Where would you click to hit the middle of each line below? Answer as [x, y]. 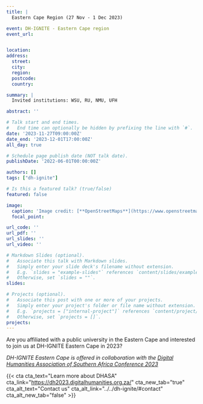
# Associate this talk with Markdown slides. [67, 261]
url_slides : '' [25, 239]
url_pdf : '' [21, 233]
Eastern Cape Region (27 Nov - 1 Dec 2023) [67, 18]
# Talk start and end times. [43, 122]
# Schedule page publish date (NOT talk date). [67, 156]
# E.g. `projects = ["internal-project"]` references [78, 311]
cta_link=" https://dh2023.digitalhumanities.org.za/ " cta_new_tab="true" [96, 382]
